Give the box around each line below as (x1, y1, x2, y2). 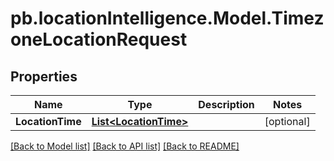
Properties (10, 68, 78, 85)
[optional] (264, 115, 311, 128)
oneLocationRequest (10, 28, 188, 51)
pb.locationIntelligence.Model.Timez (10, 7, 325, 30)
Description (198, 98, 255, 111)
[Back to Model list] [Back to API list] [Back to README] (10, 140, 240, 152)
